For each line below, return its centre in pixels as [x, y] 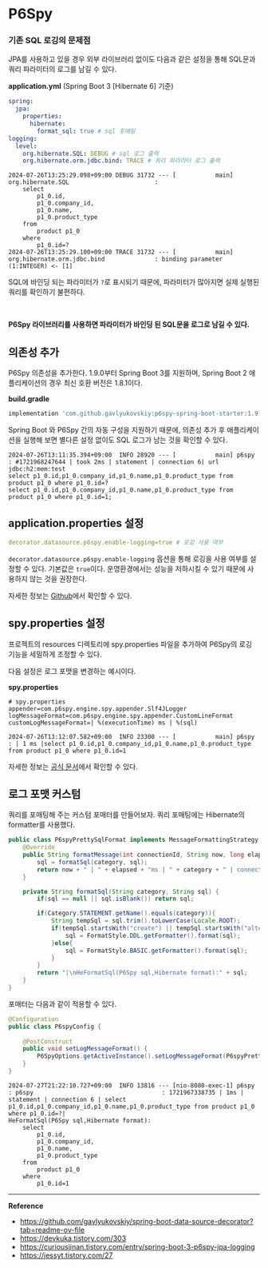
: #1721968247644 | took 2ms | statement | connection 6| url [114, 462]
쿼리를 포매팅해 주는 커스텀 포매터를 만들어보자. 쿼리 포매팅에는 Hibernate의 [126, 815]
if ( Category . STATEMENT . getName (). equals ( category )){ [126, 913]
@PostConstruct [48, 1041]
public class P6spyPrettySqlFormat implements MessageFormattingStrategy [134, 840]
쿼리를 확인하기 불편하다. [47, 292]
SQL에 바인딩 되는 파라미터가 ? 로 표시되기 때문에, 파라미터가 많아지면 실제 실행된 [134, 282]
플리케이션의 [28, 383]
